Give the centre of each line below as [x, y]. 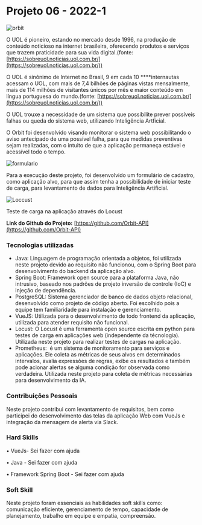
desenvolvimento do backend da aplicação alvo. [75, 271]
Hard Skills [22, 437]
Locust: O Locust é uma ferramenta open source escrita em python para [105, 329]
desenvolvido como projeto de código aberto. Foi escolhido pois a [97, 303]
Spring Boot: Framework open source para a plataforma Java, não [97, 278]
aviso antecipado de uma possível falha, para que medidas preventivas [94, 139]
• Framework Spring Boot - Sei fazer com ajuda [65, 474]
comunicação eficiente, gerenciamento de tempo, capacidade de [87, 509]
